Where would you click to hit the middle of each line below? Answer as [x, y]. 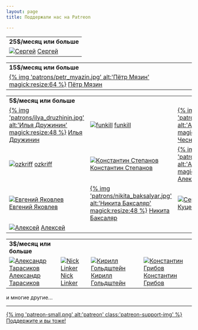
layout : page [22, 12]
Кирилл [101, 275]
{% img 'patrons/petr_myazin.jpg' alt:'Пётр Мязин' [79, 77]
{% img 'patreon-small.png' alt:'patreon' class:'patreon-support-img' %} [94, 314]
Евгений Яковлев [34, 207]
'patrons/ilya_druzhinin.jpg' [47, 117]
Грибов [154, 283]
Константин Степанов [121, 168]
